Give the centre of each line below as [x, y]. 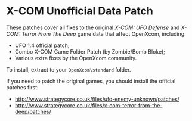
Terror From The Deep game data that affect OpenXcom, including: [104, 33]
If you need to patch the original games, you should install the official [91, 81]
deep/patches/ [33, 111]
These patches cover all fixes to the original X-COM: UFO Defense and [93, 27]
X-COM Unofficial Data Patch [80, 11]
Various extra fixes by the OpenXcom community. [76, 58]
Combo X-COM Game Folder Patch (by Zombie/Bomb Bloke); [90, 51]
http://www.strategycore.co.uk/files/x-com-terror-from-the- [89, 105]
